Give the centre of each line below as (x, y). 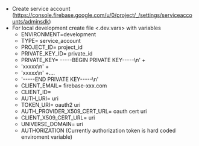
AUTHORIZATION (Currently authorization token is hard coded (98, 130)
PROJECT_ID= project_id (52, 47)
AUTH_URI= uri (40, 98)
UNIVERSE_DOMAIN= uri (52, 124)
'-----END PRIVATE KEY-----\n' (60, 79)
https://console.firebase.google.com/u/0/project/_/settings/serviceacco (103, 15)
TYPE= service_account (51, 41)
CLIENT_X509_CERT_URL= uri (58, 118)
